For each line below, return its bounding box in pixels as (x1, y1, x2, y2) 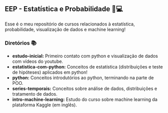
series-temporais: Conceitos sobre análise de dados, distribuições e (12, 85, 157, 92)
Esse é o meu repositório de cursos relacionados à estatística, (5, 20, 135, 27)
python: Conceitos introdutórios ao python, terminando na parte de (12, 75, 154, 81)
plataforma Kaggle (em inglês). (12, 102, 77, 108)
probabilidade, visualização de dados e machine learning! (5, 26, 126, 32)
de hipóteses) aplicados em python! (12, 69, 88, 76)
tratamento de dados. (12, 91, 58, 97)
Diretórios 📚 (5, 39, 37, 47)
